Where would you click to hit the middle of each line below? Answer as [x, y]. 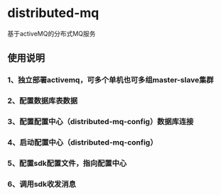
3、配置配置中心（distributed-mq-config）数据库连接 [101, 122]
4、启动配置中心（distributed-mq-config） [82, 143]
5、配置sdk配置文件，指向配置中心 [67, 163]
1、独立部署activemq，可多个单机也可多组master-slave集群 [111, 80]
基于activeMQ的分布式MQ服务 [52, 33]
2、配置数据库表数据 [43, 101]
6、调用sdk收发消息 [42, 184]
